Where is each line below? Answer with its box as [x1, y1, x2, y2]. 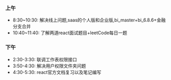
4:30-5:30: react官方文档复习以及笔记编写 [12, 69, 102, 75]
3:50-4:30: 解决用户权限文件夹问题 [12, 63, 86, 69]
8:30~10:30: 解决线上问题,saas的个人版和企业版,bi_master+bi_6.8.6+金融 [12, 17, 166, 23]
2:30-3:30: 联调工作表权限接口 [12, 56, 78, 62]
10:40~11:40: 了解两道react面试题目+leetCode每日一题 [12, 30, 128, 36]
